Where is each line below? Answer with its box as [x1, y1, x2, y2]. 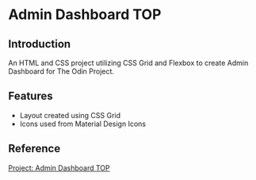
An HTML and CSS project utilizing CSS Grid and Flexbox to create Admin [8, 58, 249, 67]
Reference [8, 142, 61, 155]
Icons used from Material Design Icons [19, 119, 147, 128]
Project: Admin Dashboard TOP [8, 163, 110, 172]
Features [8, 90, 53, 103]
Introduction [8, 37, 71, 51]
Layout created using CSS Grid [19, 110, 121, 120]
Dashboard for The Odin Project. [8, 67, 115, 76]
